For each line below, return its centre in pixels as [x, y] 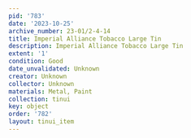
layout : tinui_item [41, 122]
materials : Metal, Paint [50, 91]
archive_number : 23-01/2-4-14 [60, 31]
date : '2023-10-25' [41, 24]
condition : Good [36, 62]
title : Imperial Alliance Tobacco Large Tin [85, 39]
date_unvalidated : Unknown [54, 69]
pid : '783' [27, 16]
